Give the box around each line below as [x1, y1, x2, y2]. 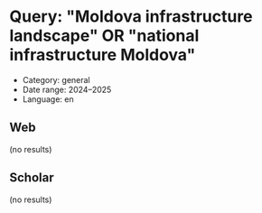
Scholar [9, 170, 54, 186]
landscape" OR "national [9, 25, 200, 46]
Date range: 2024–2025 [22, 84, 112, 95]
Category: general [22, 74, 90, 85]
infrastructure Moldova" [9, 45, 196, 65]
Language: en [22, 93, 74, 105]
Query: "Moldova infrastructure [9, 6, 253, 27]
